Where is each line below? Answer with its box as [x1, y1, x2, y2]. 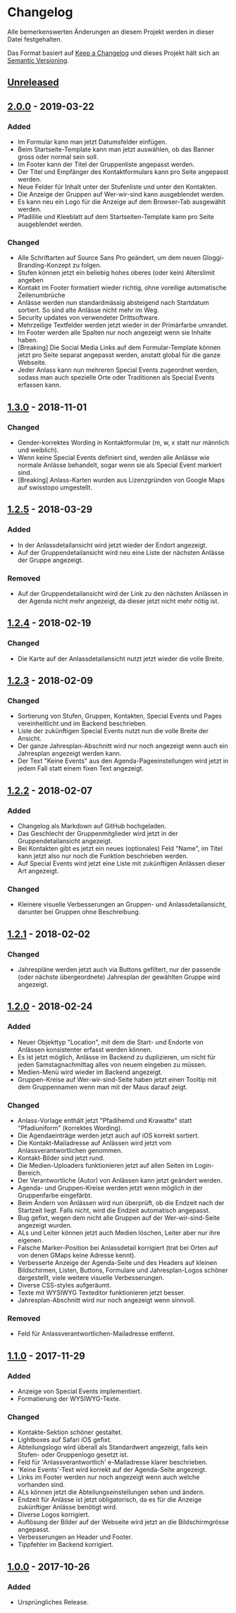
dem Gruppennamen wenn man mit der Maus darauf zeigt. [17, 1083, 188, 1091]
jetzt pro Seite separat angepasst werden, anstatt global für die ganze [17, 351, 221, 359]
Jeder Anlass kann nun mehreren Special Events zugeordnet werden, [17, 366, 219, 374]
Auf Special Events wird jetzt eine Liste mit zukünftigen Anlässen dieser [17, 859, 225, 868]
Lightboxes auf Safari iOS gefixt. [17, 1435, 112, 1444]
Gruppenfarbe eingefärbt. [17, 1191, 93, 1200]
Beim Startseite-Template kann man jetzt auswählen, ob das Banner [17, 145, 215, 154]
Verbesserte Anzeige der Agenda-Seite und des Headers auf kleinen [17, 1259, 217, 1267]
